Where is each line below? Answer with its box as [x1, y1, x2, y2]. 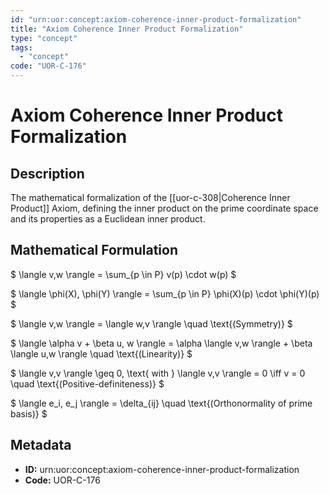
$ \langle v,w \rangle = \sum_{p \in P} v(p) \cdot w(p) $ [10, 268, 237, 280]
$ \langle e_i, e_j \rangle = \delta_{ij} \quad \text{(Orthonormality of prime [10, 397, 313, 409]
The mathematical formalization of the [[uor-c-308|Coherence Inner [10, 192, 291, 203]
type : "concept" [10, 33, 78, 43]
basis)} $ [10, 407, 48, 420]
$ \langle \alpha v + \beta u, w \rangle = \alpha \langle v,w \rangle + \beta [10, 337, 313, 349]
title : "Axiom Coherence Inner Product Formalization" [10, 24, 244, 34]
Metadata [10, 437, 72, 454]
